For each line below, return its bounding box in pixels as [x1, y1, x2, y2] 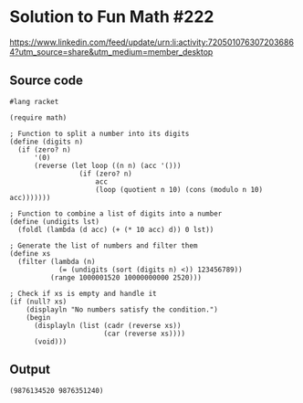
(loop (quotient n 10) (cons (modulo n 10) [95, 185, 263, 194]
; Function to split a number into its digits [9, 129, 190, 138]
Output [9, 362, 50, 377]
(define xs [9, 249, 51, 258]
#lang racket [9, 97, 59, 106]
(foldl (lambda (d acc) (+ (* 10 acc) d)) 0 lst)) [17, 225, 214, 234]
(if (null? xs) [9, 297, 68, 306]
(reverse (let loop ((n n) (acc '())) [33, 161, 182, 170]
